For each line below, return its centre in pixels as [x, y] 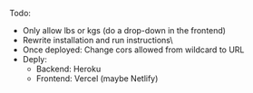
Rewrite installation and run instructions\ [98, 40]
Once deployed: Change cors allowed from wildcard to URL [133, 50]
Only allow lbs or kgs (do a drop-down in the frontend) [124, 30]
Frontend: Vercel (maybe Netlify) [97, 79]
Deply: [34, 59]
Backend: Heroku [68, 69]
